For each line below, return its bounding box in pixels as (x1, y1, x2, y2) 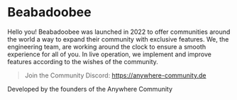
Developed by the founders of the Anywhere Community (7, 85, 172, 93)
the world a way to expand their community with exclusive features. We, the (7, 35, 229, 43)
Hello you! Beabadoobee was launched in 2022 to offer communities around (7, 27, 231, 36)
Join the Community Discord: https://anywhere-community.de (24, 71, 206, 80)
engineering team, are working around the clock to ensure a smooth (7, 42, 206, 51)
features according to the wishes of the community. (7, 57, 158, 65)
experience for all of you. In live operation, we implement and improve (7, 50, 211, 58)
